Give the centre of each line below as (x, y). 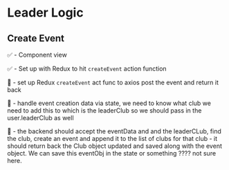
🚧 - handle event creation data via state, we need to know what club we (109, 103)
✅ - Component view (37, 55)
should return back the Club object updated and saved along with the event (115, 146)
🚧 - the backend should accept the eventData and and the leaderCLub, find (114, 131)
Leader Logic (46, 13)
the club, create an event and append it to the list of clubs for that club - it (112, 139)
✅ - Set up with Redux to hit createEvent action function (87, 68)
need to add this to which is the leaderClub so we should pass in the (104, 111)
